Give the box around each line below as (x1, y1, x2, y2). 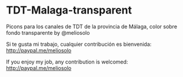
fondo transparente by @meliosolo (6, 29, 90, 36)
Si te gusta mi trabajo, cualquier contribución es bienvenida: (6, 41, 152, 48)
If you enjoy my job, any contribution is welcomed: (6, 58, 128, 65)
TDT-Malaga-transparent (6, 4, 132, 17)
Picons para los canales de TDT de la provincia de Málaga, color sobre (6, 23, 178, 30)
